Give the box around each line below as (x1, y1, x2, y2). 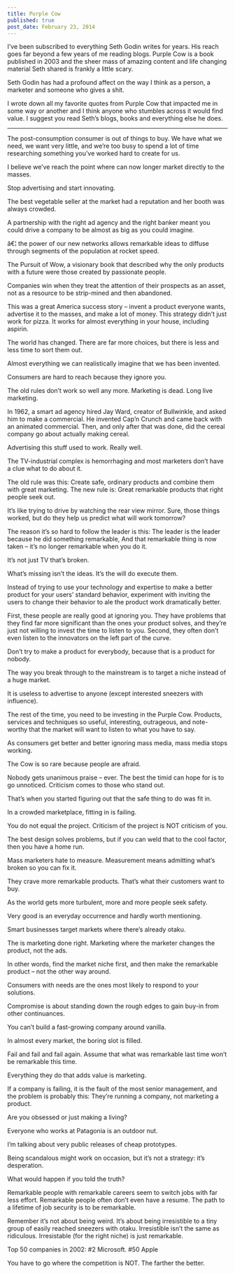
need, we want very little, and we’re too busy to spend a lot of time (7, 141, 199, 151)
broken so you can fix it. (7, 864, 77, 872)
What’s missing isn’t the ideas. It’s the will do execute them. (7, 569, 178, 578)
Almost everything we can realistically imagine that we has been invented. (7, 359, 221, 368)
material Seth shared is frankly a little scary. (7, 64, 134, 74)
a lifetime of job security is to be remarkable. (7, 1203, 136, 1212)
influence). (7, 697, 38, 705)
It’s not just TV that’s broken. (7, 556, 90, 565)
